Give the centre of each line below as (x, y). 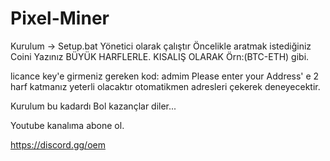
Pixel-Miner (60, 18)
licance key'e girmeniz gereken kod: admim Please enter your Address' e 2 (165, 76)
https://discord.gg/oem (58, 144)
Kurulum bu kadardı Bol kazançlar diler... (93, 106)
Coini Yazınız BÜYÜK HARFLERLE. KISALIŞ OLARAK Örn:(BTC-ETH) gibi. (160, 56)
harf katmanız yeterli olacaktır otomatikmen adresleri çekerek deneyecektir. (165, 86)
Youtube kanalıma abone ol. (67, 125)
